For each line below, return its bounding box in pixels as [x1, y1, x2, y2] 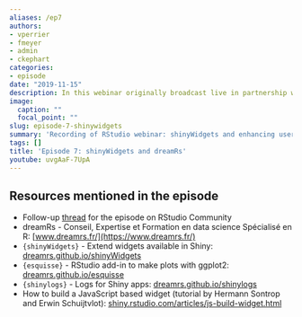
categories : [9, 64, 54, 73]
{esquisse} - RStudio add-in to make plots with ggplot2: [22, 260, 229, 270]
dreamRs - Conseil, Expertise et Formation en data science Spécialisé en [22, 222, 292, 233]
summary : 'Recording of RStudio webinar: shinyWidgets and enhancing [9, 130, 276, 139]
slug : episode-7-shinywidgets [9, 122, 123, 131]
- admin [9, 47, 39, 56]
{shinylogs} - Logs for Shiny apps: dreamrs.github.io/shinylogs [22, 279, 258, 290]
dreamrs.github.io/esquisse [22, 269, 124, 280]
